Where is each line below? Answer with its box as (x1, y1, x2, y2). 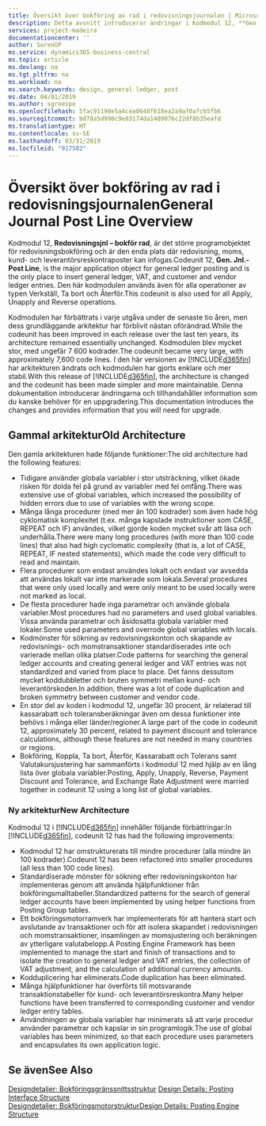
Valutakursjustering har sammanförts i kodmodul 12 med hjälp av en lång (19, 760, 257, 769)
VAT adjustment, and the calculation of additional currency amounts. (19, 964, 243, 974)
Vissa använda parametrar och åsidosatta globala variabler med (19, 616, 228, 626)
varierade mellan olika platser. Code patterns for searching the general (19, 650, 249, 660)
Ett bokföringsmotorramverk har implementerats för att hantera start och (19, 913, 256, 924)
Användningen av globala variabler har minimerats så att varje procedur (19, 1015, 254, 1025)
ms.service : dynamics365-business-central (8, 48, 150, 56)
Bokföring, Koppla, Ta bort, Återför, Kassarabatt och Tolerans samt (19, 751, 237, 761)
